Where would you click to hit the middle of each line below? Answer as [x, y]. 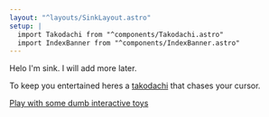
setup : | [26, 26]
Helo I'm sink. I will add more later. [73, 68]
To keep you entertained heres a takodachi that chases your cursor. [135, 85]
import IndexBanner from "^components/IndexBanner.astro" [129, 43]
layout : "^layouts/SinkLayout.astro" [80, 18]
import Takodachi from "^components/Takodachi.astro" [121, 34]
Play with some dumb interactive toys [79, 103]
